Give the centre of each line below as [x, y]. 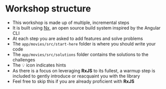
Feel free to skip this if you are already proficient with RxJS [73, 81]
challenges [24, 59]
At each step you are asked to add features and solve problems [78, 38]
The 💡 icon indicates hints [39, 65]
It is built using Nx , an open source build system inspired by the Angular [86, 27]
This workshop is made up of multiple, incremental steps [71, 22]
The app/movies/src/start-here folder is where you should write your [84, 43]
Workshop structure [48, 9]
